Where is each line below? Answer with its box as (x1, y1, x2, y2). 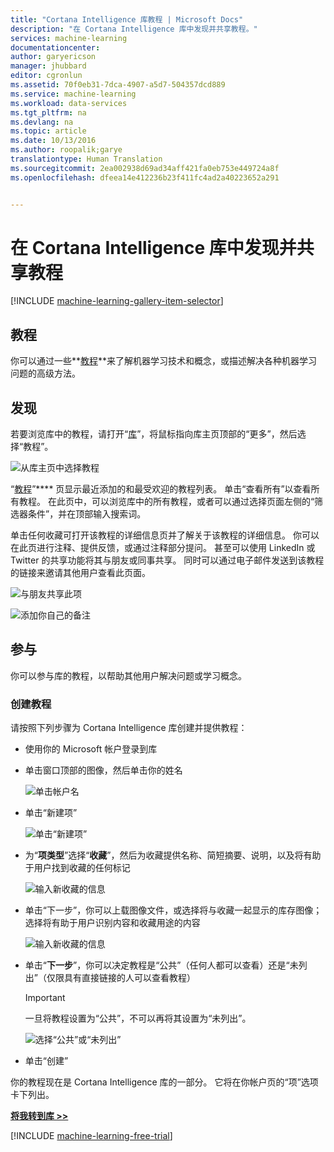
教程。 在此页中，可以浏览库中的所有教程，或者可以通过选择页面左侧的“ (18, 496, 315, 508)
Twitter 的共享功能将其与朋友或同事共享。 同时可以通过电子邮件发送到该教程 (10, 554, 325, 566)
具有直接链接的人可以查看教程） (63, 972, 196, 984)
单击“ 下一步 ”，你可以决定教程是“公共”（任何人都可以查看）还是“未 (24, 959, 299, 971)
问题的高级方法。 (10, 367, 81, 380)
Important (24, 992, 66, 1004)
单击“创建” (24, 1055, 69, 1067)
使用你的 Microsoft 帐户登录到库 (24, 743, 158, 755)
